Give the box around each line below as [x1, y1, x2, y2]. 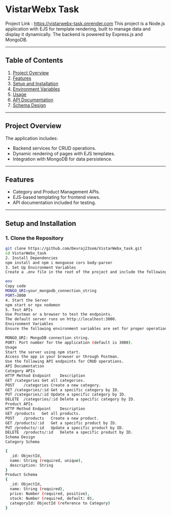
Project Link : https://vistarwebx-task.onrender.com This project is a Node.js [5, 20, 165, 26]
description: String [10, 463, 53, 468]
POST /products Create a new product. [5, 416, 99, 421]
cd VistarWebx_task [5, 250, 47, 255]
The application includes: [5, 135, 59, 141]
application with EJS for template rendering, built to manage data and [5, 25, 151, 32]
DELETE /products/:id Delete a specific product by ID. [5, 430, 133, 435]
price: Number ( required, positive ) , [10, 491, 90, 496]
